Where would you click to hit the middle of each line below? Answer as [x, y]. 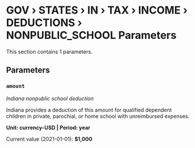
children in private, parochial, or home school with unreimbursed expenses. [98, 116]
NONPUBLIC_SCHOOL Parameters [91, 35]
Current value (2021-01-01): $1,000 [49, 139]
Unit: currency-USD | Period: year [48, 127]
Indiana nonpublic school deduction [50, 98]
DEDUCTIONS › [44, 23]
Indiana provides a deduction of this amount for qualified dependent [89, 110]
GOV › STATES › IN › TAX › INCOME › [97, 10]
